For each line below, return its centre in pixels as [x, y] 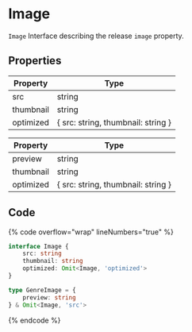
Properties [35, 61]
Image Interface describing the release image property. [96, 36]
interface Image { [38, 246]
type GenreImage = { [42, 290]
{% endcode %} [35, 320]
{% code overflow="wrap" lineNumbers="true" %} [91, 232]
